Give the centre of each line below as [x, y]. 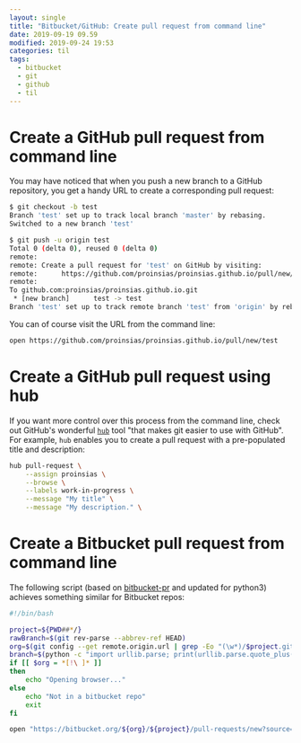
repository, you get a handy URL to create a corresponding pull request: [142, 190]
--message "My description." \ [84, 508]
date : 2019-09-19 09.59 [54, 34]
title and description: [47, 449]
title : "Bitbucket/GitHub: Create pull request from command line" [138, 26]
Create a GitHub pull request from [137, 137]
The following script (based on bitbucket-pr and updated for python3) [138, 587]
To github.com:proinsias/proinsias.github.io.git [104, 290]
